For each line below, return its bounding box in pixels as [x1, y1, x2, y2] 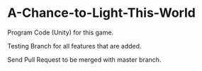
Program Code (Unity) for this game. [7, 28, 114, 37]
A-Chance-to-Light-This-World [7, 5, 196, 21]
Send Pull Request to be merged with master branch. [7, 55, 162, 64]
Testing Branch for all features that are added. [7, 41, 142, 50]
